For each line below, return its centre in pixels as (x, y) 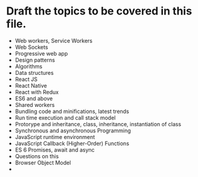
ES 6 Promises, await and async (55, 150)
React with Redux (37, 92)
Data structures (34, 72)
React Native (31, 85)
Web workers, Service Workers (53, 40)
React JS (26, 79)
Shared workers (35, 105)
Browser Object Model (43, 163)
